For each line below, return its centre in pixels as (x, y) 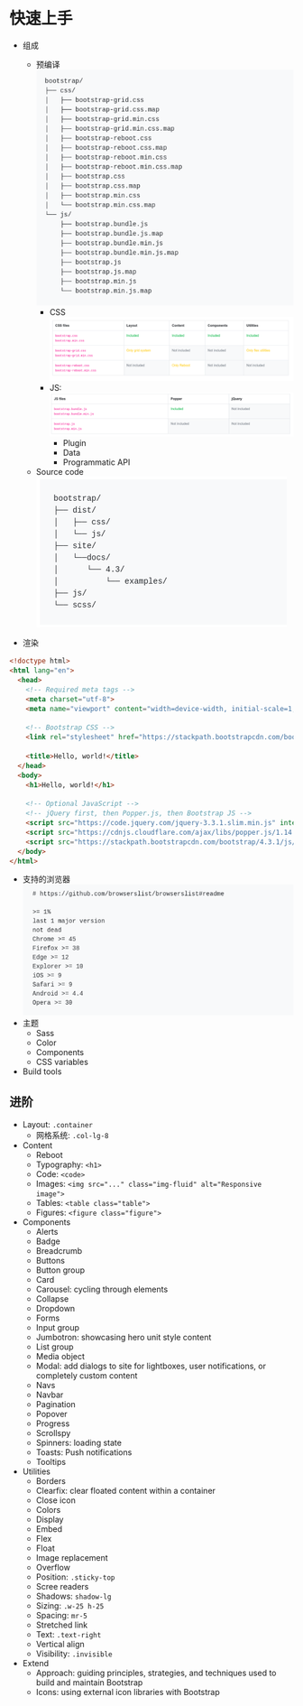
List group (55, 1347)
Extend (36, 1663)
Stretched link (62, 1625)
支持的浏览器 (46, 879)
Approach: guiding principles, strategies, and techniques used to (156, 1673)
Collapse (52, 1298)
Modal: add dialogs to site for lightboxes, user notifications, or (151, 1366)
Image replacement (72, 1557)
